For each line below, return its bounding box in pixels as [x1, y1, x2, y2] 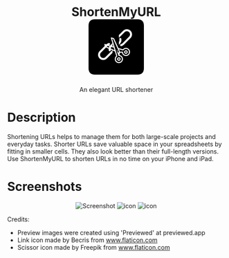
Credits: [7, 215, 30, 223]
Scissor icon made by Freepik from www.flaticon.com [17, 243, 171, 251]
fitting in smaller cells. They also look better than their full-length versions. [7, 147, 219, 156]
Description [7, 110, 76, 125]
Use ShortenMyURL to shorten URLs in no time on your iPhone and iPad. [7, 154, 214, 163]
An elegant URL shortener [79, 85, 154, 93]
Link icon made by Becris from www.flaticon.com [17, 236, 158, 244]
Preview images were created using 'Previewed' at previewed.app [17, 228, 205, 237]
